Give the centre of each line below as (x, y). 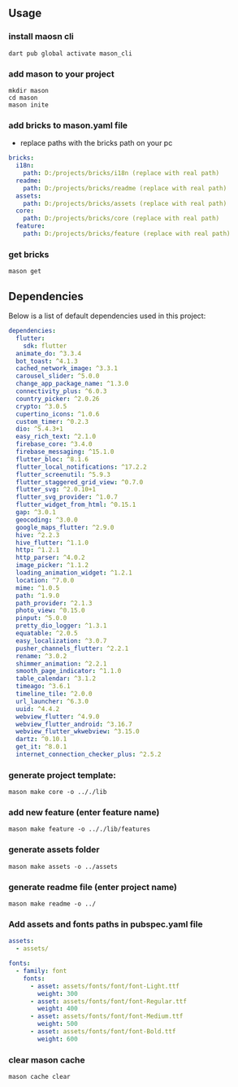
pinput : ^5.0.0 (41, 618)
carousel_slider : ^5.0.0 (58, 376)
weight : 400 (58, 1009)
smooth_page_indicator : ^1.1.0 (69, 671)
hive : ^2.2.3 (38, 535)
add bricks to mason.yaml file (68, 125)
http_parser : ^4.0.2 (50, 558)
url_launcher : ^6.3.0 (52, 701)
